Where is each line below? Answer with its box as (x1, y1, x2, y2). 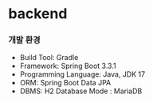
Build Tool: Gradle (19, 53, 79, 62)
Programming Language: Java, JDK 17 (19, 70, 146, 79)
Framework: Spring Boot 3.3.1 (19, 61, 117, 71)
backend (8, 5, 68, 23)
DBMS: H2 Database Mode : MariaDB (19, 86, 143, 96)
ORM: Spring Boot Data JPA (19, 78, 112, 88)
